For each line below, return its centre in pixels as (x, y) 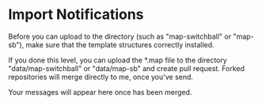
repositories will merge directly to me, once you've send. (101, 77)
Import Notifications (76, 15)
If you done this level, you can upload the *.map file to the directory (118, 60)
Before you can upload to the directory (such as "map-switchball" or (120, 36)
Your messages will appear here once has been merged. (100, 92)
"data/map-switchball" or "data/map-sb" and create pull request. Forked (127, 68)
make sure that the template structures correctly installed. (120, 44)
